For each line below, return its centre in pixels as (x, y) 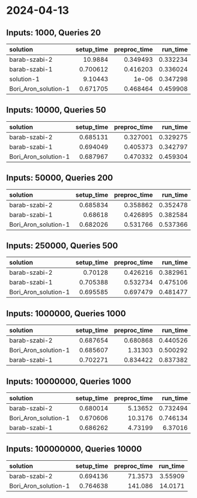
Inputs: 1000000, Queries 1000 (66, 313)
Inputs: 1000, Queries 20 (53, 33)
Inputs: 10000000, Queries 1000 (69, 381)
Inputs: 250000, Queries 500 (62, 246)
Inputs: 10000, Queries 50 (56, 110)
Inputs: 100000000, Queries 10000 (74, 449)
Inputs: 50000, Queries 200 (60, 178)
